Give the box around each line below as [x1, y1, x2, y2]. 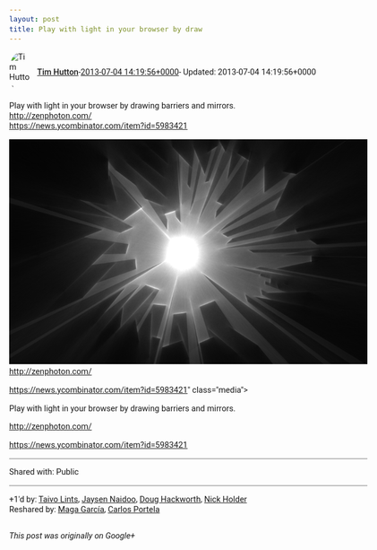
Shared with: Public [9, 467, 80, 478]
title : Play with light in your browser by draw [9, 24, 202, 34]
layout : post [9, 14, 60, 24]
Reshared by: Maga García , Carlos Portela [9, 503, 160, 515]
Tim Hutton [37, 66, 79, 77]
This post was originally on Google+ [9, 529, 135, 541]
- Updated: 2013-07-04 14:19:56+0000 [178, 66, 317, 77]
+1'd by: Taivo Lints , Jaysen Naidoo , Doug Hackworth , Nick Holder [9, 493, 247, 505]
